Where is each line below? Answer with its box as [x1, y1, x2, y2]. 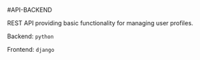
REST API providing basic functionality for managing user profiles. [7, 19, 194, 27]
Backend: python [7, 32, 54, 40]
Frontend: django [7, 46, 55, 53]
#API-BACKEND [7, 6, 53, 14]
